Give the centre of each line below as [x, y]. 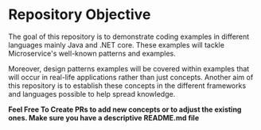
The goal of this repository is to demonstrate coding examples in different [129, 36]
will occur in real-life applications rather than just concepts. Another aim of [131, 77]
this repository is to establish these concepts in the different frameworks [127, 86]
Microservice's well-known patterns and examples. [92, 53]
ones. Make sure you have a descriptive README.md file [104, 117]
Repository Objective [80, 15]
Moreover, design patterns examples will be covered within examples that [129, 68]
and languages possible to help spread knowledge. [92, 94]
